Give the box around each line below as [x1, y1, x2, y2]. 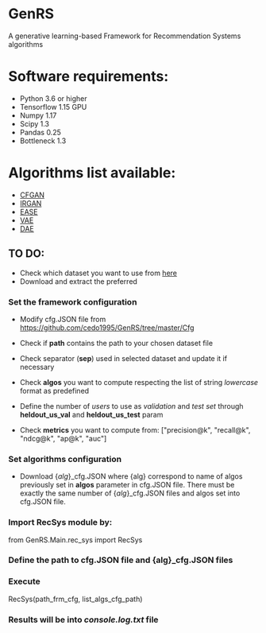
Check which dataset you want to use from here [19, 268, 177, 278]
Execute [8, 576, 41, 587]
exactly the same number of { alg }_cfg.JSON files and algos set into [19, 488, 241, 498]
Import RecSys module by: [8, 517, 113, 528]
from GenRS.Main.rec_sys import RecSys [8, 534, 143, 545]
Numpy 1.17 [19, 111, 57, 120]
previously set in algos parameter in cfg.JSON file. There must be [19, 480, 235, 490]
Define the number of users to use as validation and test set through [19, 401, 244, 410]
